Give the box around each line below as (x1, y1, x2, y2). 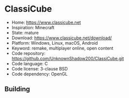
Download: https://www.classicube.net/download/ (11, 35, 112, 41)
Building (4, 85, 30, 93)
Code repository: (11, 50, 46, 56)
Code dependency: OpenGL (11, 71, 68, 77)
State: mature (11, 30, 39, 35)
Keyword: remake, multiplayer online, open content (11, 45, 113, 51)
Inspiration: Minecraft (11, 24, 54, 30)
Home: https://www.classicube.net (11, 19, 81, 25)
